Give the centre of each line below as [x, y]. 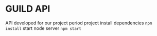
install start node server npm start [43, 28]
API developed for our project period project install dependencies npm [79, 23]
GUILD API [28, 9]
